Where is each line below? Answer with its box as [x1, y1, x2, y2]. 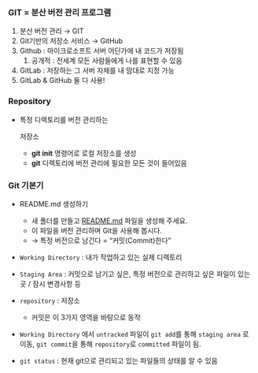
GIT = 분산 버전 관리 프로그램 [8, 6, 112, 17]
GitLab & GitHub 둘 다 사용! [19, 76, 105, 85]
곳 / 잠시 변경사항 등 [19, 278, 81, 289]
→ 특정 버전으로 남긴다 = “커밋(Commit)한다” [31, 235, 171, 245]
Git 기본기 [8, 180, 44, 191]
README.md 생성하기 [19, 199, 89, 208]
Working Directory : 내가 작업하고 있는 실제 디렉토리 [19, 252, 182, 262]
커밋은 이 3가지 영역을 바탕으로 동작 [31, 312, 142, 322]
